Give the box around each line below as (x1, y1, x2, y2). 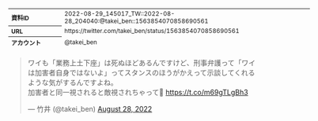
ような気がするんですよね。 (27, 78, 119, 87)
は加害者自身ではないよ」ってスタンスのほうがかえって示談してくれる (27, 68, 256, 77)
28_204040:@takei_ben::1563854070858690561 (64, 16, 209, 25)
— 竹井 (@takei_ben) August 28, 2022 (27, 104, 153, 113)
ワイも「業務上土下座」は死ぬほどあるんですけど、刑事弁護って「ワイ (27, 58, 256, 68)
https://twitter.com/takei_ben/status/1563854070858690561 (64, 27, 240, 35)
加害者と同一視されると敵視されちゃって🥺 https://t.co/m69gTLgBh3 (27, 88, 248, 97)
